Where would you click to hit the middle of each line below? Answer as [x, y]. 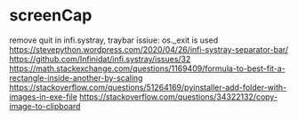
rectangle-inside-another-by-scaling [76, 77]
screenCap [51, 16]
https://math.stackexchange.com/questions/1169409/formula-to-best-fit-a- [148, 68]
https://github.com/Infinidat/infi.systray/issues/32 [100, 59]
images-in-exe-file [44, 96]
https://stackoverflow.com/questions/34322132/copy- [179, 96]
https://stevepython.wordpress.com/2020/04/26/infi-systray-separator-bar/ [149, 49]
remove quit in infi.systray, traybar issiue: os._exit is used [114, 40]
